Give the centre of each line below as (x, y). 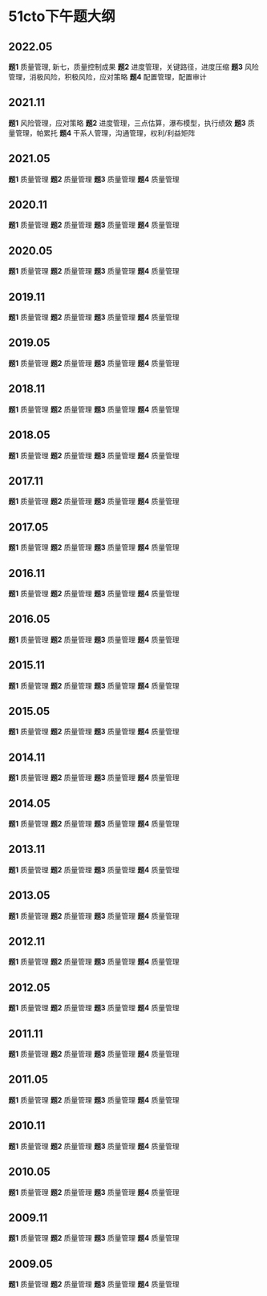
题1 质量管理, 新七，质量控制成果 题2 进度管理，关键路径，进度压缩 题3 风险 (133, 67)
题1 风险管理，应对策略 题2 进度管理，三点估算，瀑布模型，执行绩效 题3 (127, 123)
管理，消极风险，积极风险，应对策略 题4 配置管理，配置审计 (107, 77)
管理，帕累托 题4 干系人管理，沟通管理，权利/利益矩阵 (105, 132)
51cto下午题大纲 (62, 16)
